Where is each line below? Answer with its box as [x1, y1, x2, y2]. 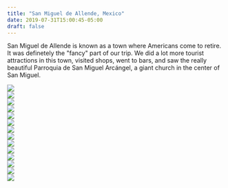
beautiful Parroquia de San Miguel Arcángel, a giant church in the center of [7, 63, 220, 72]
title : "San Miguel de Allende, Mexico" [7, 10, 125, 17]
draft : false [7, 23, 45, 30]
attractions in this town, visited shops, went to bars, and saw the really [7, 56, 207, 65]
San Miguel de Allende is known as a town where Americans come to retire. [7, 42, 222, 50]
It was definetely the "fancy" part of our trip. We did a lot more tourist [7, 49, 205, 57]
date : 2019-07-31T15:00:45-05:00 [7, 17, 103, 23]
